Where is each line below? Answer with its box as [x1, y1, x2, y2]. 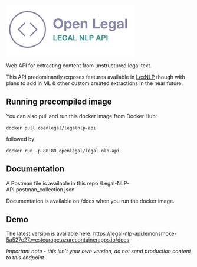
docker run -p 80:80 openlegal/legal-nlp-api [6, 148, 120, 154]
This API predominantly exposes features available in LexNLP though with [6, 73, 186, 80]
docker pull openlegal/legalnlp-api [6, 125, 96, 131]
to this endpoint [6, 254, 44, 261]
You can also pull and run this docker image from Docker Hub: [6, 112, 157, 119]
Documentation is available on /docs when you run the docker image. [6, 197, 175, 204]
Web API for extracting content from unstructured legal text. [6, 62, 152, 69]
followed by [6, 135, 35, 142]
